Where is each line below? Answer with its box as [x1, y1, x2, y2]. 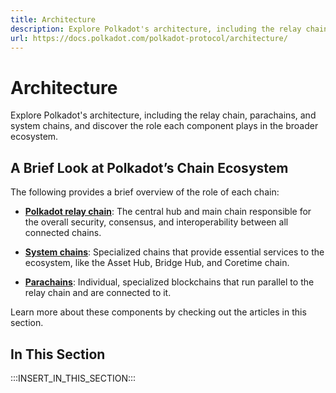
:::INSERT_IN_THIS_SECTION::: [10, 372, 137, 384]
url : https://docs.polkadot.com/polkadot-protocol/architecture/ [10, 33, 288, 43]
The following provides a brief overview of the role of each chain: [10, 186, 280, 198]
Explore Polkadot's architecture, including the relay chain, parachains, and [10, 109, 317, 121]
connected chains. [24, 227, 102, 239]
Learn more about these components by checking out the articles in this [10, 306, 307, 318]
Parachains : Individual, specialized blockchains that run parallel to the [24, 276, 315, 288]
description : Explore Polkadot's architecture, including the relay [10, 24, 302, 34]
